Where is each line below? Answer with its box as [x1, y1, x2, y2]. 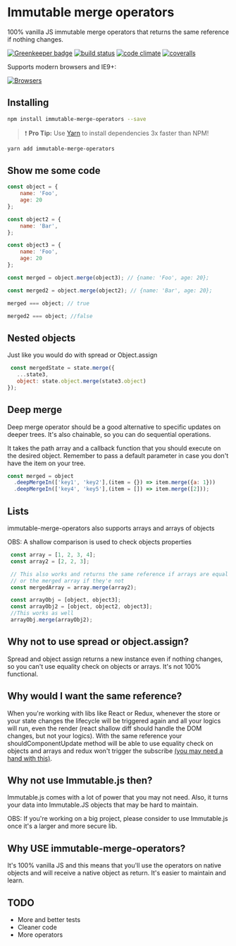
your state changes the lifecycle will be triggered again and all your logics [7, 716, 221, 725]
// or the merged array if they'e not [10, 577, 125, 584]
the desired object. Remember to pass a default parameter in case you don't [7, 451, 229, 460]
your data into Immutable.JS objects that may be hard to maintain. [7, 800, 199, 810]
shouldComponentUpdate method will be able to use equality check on [7, 739, 213, 747]
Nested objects [7, 332, 76, 344]
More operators [17, 930, 63, 939]
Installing [7, 97, 49, 109]
